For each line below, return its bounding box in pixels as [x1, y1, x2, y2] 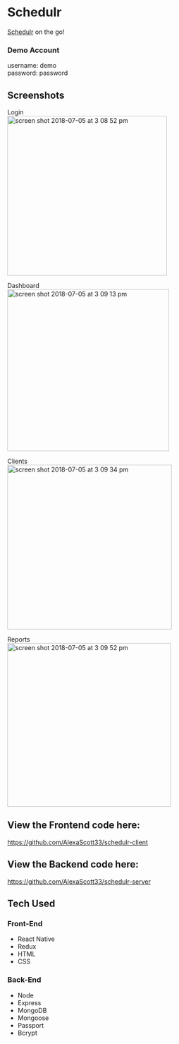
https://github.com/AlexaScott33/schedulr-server [7, 877, 152, 886]
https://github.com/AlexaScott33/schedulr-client [7, 838, 148, 846]
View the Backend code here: [7, 858, 139, 870]
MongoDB [17, 1006, 47, 1014]
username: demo [7, 61, 57, 70]
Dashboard [7, 282, 40, 290]
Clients [7, 457, 28, 466]
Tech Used [7, 898, 56, 910]
